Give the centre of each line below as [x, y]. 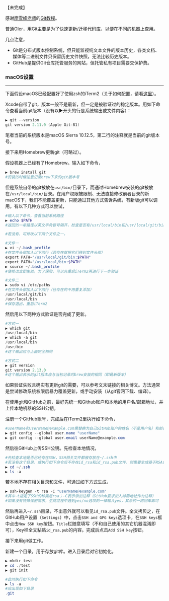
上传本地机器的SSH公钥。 [32, 408]
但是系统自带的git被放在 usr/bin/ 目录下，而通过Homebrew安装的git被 [77, 187]
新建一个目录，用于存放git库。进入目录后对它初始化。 [61, 551]
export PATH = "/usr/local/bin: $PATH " [44, 262]
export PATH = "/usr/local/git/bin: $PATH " [48, 257]
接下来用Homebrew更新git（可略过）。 [45, 152]
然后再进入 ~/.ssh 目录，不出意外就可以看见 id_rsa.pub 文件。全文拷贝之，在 [83, 511]
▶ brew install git [26, 173]
